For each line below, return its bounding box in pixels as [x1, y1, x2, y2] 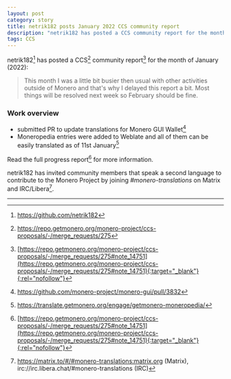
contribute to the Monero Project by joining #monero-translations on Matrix [7, 176, 221, 185]
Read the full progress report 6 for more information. [7, 154, 153, 164]
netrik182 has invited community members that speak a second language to [7, 169, 222, 177]
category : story [7, 17, 54, 23]
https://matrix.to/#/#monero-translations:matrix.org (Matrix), [16, 356, 189, 365]
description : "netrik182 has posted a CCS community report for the [7, 29, 208, 37]
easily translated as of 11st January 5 [16, 139, 120, 149]
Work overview [7, 108, 60, 118]
